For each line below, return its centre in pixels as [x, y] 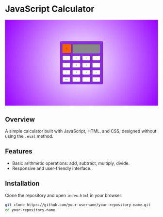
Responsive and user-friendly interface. [52, 168]
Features [19, 151]
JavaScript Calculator [50, 9]
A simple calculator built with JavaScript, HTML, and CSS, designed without [81, 131]
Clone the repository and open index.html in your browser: [64, 195]
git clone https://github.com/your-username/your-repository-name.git [78, 205]
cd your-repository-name [30, 210]
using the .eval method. [29, 136]
